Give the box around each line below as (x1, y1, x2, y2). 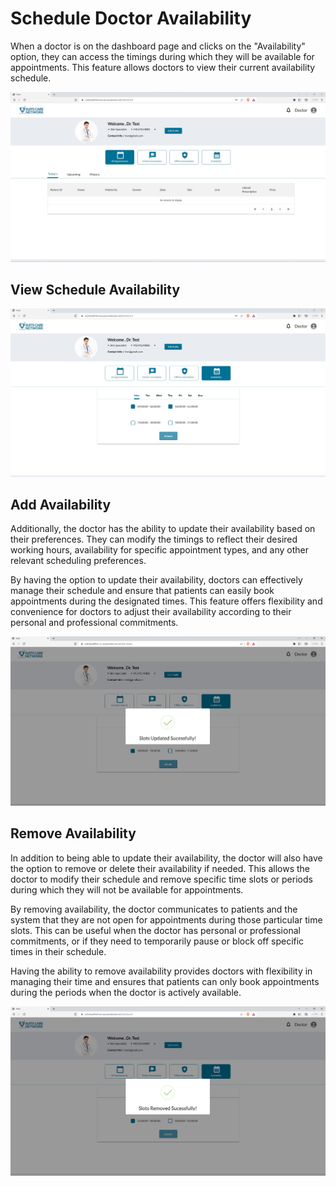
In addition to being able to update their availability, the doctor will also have (10, 852, 323, 864)
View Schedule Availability (10, 282, 181, 299)
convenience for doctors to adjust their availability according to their (10, 606, 292, 618)
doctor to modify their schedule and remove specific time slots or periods (10, 873, 313, 885)
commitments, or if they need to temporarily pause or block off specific (10, 935, 305, 947)
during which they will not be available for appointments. (10, 883, 244, 896)
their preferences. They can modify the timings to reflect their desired (10, 533, 298, 546)
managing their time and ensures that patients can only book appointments (10, 975, 320, 987)
